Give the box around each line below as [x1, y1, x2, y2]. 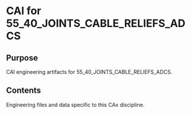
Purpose [6, 53, 38, 63]
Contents [6, 86, 41, 96]
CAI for [6, 4, 41, 18]
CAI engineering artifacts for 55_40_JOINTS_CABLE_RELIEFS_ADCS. [6, 69, 173, 75]
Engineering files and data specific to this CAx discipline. [6, 101, 145, 108]
